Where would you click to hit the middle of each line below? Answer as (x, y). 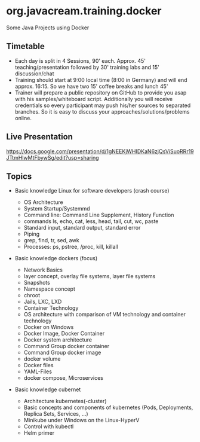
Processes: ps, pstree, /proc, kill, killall (71, 247)
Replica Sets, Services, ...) (56, 414)
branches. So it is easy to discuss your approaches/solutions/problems (102, 111)
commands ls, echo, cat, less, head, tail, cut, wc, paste (91, 221)
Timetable (25, 46)
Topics (19, 176)
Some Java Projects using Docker (48, 28)
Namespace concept (50, 289)
